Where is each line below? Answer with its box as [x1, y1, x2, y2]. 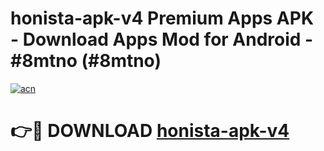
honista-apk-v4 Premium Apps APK [10, 7, 315, 30]
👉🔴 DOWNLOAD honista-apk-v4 [10, 120, 290, 142]
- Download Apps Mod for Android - [10, 28, 314, 51]
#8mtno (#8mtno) [10, 50, 162, 72]
